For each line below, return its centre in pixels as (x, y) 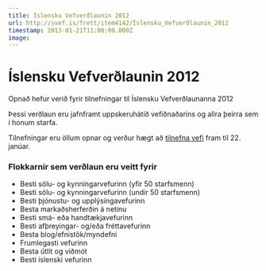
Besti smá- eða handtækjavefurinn (76, 218)
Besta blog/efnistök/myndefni (68, 235)
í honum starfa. (33, 123)
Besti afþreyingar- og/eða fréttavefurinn (85, 226)
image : (19, 38)
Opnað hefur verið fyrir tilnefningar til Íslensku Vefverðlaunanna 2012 (121, 99)
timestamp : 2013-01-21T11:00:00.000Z (71, 30)
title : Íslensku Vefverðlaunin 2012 (69, 15)
